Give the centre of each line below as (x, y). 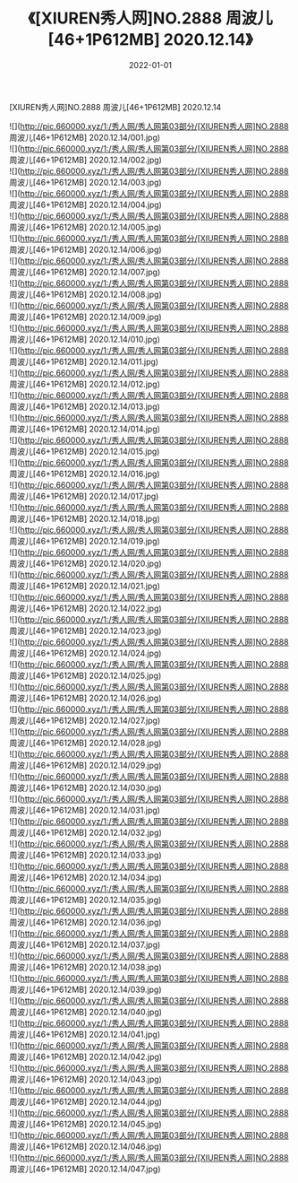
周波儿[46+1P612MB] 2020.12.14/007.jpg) (85, 272)
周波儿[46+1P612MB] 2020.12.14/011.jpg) (84, 361)
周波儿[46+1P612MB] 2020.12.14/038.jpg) (86, 967)
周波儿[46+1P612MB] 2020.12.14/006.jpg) (86, 249)
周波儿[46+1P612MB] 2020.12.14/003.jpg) (86, 182)
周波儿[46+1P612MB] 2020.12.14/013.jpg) (85, 406)
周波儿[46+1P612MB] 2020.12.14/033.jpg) (86, 855)
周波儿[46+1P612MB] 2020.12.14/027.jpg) (85, 720)
